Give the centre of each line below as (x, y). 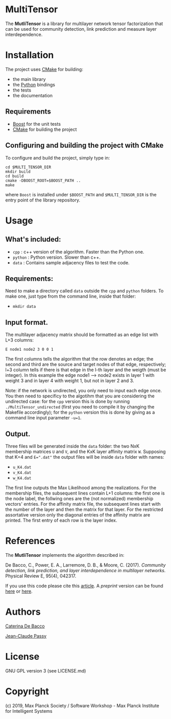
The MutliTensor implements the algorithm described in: (65, 555)
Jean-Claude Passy (26, 636)
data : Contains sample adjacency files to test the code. (71, 262)
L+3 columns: (20, 340)
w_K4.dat (22, 478)
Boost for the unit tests (37, 124)
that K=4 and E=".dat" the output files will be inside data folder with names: (85, 457)
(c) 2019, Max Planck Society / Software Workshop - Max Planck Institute (82, 705)
